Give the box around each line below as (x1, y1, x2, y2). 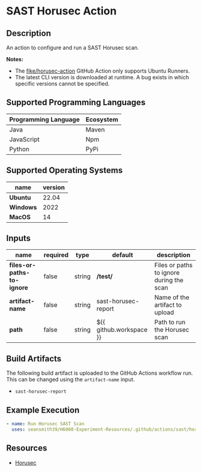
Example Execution (6, 405, 80, 415)
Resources (6, 443, 47, 453)
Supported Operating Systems (6, 165, 123, 175)
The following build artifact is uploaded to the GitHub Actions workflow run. (6, 369, 194, 377)
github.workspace (96, 325, 148, 334)
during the (154, 276, 184, 285)
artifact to (154, 301, 182, 309)
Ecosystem (85, 115, 118, 124)
